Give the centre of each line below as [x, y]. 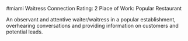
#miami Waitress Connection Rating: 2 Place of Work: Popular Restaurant [94, 8]
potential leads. [25, 32]
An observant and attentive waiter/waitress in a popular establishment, [91, 19]
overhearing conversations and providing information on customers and [93, 26]
